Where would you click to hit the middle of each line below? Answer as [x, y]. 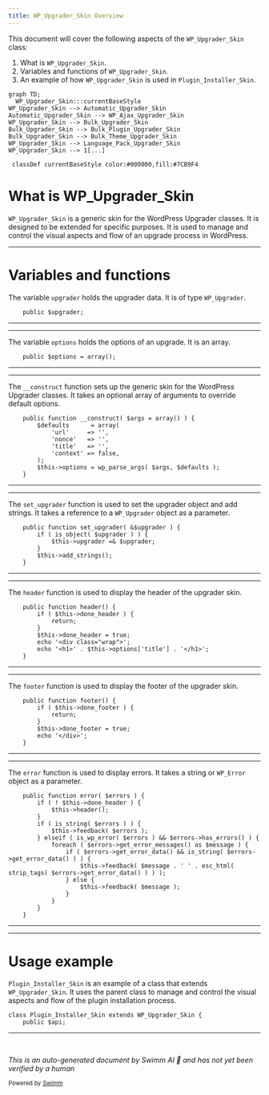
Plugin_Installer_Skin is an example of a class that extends [108, 984]
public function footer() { [69, 700]
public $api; [44, 1022]
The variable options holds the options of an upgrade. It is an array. [119, 342]
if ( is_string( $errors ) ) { [89, 823]
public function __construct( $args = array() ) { [109, 418]
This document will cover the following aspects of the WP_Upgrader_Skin [126, 38]
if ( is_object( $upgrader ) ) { [93, 534]
